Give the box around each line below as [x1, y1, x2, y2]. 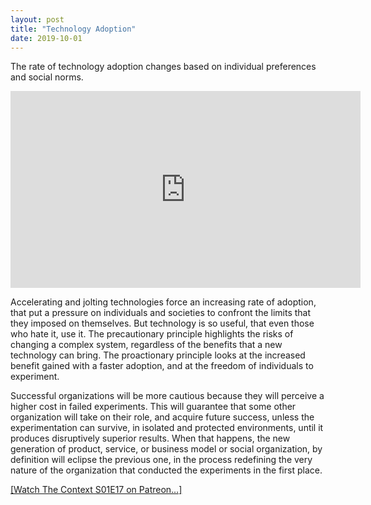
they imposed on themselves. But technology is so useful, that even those [10, 317, 315, 330]
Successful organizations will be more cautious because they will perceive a [10, 390, 325, 402]
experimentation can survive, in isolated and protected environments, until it [10, 422, 324, 434]
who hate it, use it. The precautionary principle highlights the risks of [10, 328, 294, 340]
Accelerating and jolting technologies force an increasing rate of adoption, [10, 296, 317, 308]
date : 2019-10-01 [10, 33, 83, 43]
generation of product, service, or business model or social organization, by [10, 443, 323, 455]
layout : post [10, 14, 65, 25]
